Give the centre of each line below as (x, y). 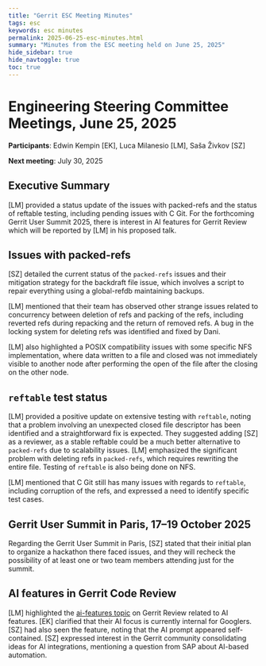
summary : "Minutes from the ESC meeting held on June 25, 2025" (117, 45)
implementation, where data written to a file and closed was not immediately (133, 356)
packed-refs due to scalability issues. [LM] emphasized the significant (123, 450)
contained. (26, 638)
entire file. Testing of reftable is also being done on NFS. (102, 467)
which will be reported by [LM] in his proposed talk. (93, 230)
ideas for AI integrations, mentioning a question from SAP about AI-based (128, 646)
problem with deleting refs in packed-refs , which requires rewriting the (123, 459)
